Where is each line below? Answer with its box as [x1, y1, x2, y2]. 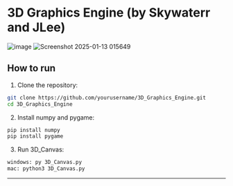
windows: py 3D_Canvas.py [7, 159, 82, 166]
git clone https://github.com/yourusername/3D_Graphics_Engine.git [7, 94, 207, 101]
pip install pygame [7, 133, 64, 140]
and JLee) [7, 19, 66, 35]
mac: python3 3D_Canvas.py [7, 165, 85, 172]
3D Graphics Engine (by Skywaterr [7, 5, 211, 21]
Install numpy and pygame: [17, 113, 95, 122]
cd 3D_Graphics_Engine [7, 100, 73, 108]
